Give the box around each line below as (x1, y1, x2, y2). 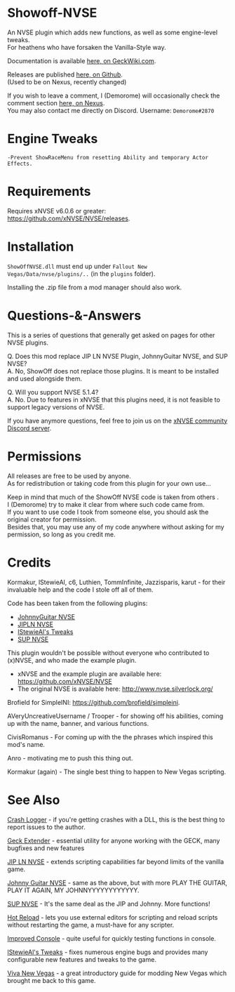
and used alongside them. (7, 374, 83, 383)
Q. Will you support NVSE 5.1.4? (7, 388, 99, 396)
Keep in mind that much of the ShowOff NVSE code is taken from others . (7, 493, 219, 501)
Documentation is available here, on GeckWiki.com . (7, 56, 156, 65)
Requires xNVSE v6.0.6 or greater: (7, 206, 107, 215)
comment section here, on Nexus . (7, 98, 105, 107)
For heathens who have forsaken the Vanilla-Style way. (7, 43, 166, 51)
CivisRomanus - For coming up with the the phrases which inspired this (7, 732, 213, 741)
